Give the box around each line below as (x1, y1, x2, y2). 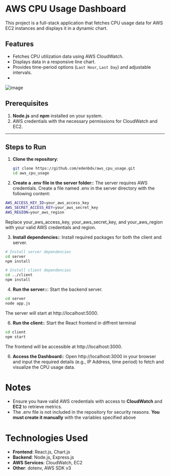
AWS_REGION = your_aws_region (5, 209, 65, 215)
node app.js (5, 300, 30, 306)
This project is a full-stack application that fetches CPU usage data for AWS (5, 20, 163, 26)
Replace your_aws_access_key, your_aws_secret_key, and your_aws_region (5, 219, 163, 225)
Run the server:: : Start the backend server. (12, 286, 103, 292)
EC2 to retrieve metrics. (12, 404, 62, 410)
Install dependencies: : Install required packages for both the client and (12, 234, 162, 240)
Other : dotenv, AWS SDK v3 (12, 465, 71, 471)
